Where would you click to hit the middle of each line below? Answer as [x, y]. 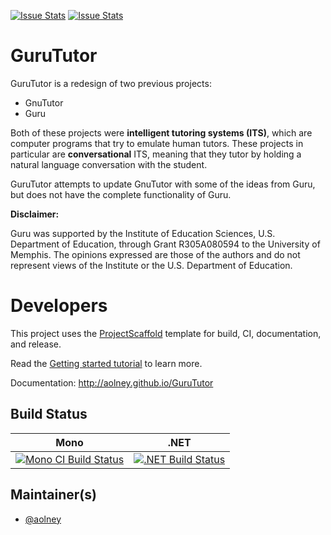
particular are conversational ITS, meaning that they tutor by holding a [156, 154]
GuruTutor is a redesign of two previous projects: [111, 83]
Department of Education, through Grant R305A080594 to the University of [165, 244]
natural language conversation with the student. [109, 164]
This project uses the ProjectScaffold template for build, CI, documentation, [166, 333]
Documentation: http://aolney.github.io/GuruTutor [112, 382]
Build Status [49, 414]
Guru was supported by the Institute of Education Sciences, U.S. [143, 233]
